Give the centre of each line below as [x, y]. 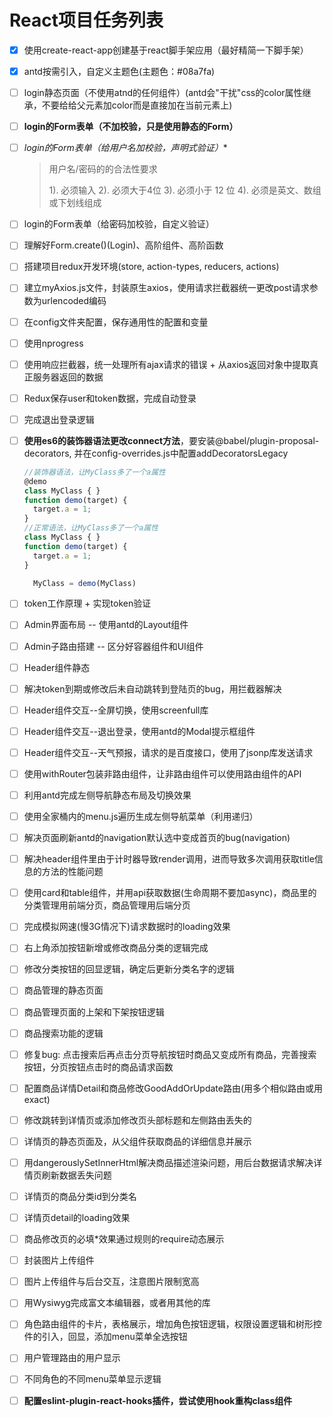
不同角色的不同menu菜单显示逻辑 [92, 1379]
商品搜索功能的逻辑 [63, 1033]
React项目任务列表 [86, 20]
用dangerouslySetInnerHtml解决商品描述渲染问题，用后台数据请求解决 [168, 1162]
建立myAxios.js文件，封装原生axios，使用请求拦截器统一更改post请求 [166, 288]
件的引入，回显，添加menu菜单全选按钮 [105, 1337]
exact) [37, 1099]
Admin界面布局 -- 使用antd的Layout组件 [106, 625]
